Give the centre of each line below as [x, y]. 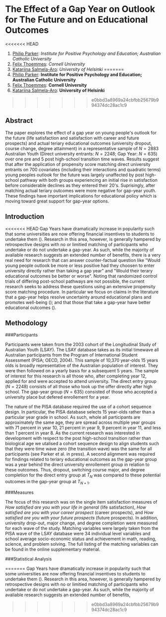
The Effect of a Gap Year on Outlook [80, 9]
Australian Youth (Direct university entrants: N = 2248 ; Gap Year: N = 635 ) [81, 154]
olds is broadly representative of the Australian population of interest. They [82, 365]
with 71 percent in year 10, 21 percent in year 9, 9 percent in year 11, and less [83, 428]
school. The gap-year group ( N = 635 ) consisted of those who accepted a [81, 392]
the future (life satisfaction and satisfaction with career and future [72, 138]
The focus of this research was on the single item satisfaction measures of [81, 502]
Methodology [27, 323]
